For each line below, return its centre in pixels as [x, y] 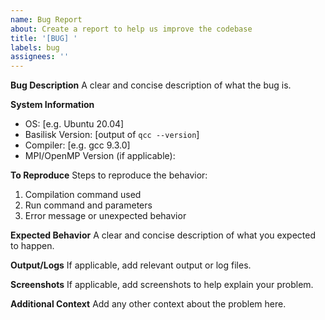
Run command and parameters [88, 205]
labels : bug [35, 47]
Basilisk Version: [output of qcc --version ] [112, 135]
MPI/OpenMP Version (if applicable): [100, 156]
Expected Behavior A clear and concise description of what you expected [163, 235]
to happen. [32, 246]
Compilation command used [83, 195]
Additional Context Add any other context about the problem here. [148, 304]
